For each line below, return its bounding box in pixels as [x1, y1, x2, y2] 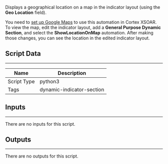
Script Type [7, 78, 35, 85]
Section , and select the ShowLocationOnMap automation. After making [5, 30, 153, 35]
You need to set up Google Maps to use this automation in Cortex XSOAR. [5, 19, 157, 25]
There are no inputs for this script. [5, 121, 75, 127]
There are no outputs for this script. [5, 153, 78, 159]
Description [57, 69, 86, 76]
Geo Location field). [5, 9, 46, 15]
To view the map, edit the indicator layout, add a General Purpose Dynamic [5, 24, 161, 30]
